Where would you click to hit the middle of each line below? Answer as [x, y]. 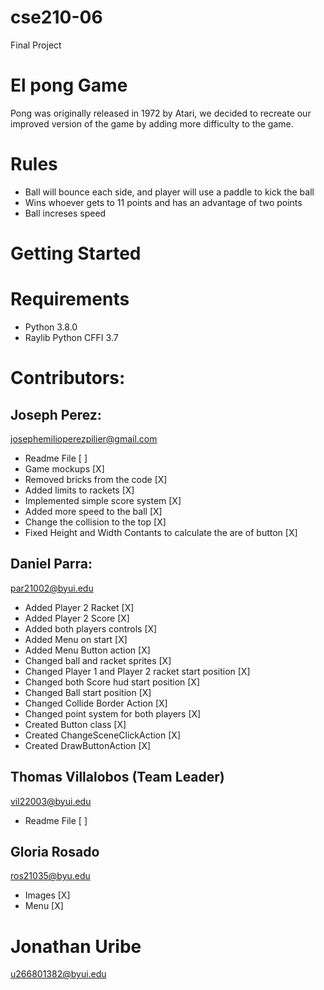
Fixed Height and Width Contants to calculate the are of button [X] [161, 532]
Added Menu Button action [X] [87, 650]
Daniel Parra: [51, 564]
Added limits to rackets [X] [79, 490]
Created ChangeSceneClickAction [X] [102, 735]
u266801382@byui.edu [58, 974]
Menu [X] [44, 906]
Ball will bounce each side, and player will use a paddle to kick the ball [169, 192]
